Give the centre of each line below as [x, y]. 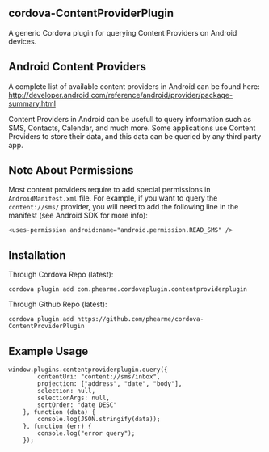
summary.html [32, 103]
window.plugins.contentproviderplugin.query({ [88, 370]
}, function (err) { [57, 427]
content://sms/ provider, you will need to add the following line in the [124, 207]
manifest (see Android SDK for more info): [78, 215]
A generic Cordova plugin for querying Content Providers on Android [123, 32]
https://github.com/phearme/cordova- [141, 319]
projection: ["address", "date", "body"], [110, 384]
